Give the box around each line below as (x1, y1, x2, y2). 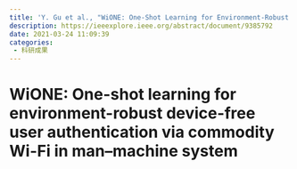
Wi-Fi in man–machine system (9, 141, 238, 161)
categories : (9, 37, 54, 47)
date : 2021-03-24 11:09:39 (9, 29, 110, 38)
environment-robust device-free (9, 103, 256, 124)
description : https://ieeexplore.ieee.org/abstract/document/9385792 (9, 21, 274, 30)
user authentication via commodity (9, 122, 275, 142)
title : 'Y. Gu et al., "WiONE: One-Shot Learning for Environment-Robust (9, 12, 290, 22)
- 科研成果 (12, 46, 49, 55)
